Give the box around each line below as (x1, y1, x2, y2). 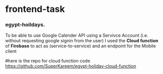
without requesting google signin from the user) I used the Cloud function (5, 38, 158, 44)
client (5, 48, 17, 54)
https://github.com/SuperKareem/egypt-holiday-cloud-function (5, 63, 136, 69)
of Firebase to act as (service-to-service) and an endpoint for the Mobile (5, 43, 156, 49)
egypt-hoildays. (5, 21, 45, 28)
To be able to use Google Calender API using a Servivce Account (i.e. (5, 32, 148, 38)
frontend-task (5, 3, 65, 15)
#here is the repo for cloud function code (5, 58, 90, 64)
